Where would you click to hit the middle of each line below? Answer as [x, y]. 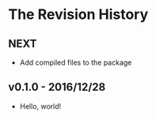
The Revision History [78, 15]
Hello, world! [40, 106]
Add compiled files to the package [76, 62]
